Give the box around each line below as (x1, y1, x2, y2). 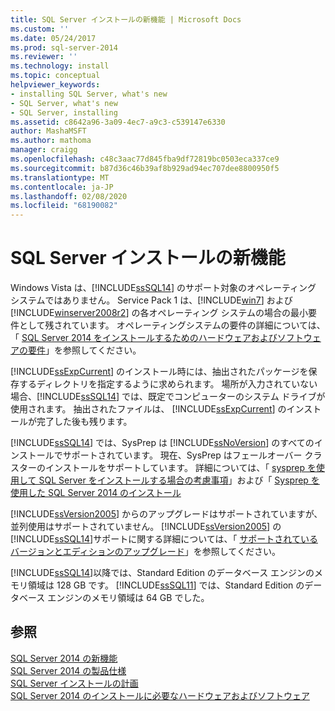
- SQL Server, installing (10, 107, 118, 118)
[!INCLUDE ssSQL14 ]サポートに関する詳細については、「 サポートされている (10, 533, 318, 545)
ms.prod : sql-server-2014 (10, 42, 118, 53)
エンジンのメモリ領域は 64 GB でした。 (47, 592, 210, 604)
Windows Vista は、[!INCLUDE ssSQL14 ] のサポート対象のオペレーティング (10, 282, 317, 294)
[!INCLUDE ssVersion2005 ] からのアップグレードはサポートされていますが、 (10, 508, 323, 520)
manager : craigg (10, 145, 78, 155)
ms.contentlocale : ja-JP (10, 182, 114, 192)
